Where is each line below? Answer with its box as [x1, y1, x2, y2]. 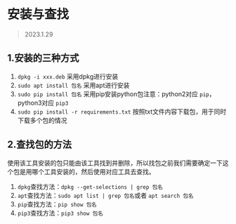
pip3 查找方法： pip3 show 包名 [17, 209, 103, 217]
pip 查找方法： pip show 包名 [17, 199, 97, 208]
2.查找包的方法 [7, 138, 72, 151]
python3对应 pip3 [17, 98, 69, 107]
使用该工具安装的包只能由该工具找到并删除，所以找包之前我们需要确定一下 [7, 159, 223, 167]
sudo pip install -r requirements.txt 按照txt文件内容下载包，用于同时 [17, 107, 227, 116]
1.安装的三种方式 [7, 52, 79, 64]
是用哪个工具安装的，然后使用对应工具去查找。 [19, 167, 155, 176]
